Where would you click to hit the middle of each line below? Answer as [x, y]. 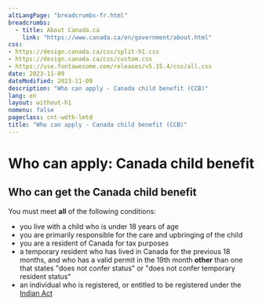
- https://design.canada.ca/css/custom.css [80, 60]
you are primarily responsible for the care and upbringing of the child [131, 234]
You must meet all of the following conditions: [82, 211]
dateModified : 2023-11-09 [50, 81]
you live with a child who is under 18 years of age [99, 226]
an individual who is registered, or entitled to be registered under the [130, 285]
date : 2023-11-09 [36, 74]
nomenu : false [31, 111]
